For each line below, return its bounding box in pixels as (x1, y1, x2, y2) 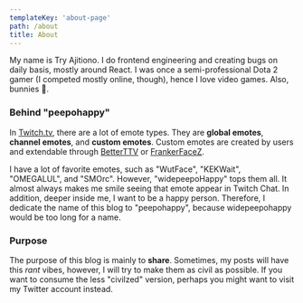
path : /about (9, 22, 59, 31)
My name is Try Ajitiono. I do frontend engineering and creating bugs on (9, 55, 279, 66)
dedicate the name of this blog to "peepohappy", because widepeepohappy (9, 202, 292, 213)
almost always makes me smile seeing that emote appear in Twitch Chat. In (9, 183, 289, 194)
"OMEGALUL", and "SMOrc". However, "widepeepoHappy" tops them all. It (9, 173, 288, 184)
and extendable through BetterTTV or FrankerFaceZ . (9, 146, 205, 156)
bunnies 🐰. (9, 83, 50, 95)
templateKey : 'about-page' (9, 13, 111, 23)
